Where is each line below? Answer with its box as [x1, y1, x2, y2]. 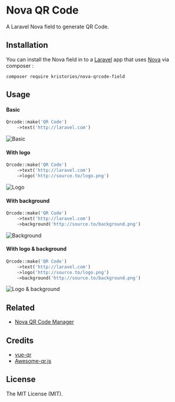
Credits [6, 335, 34, 345]
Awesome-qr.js [14, 358, 52, 365]
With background [6, 197, 50, 204]
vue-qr [14, 351, 32, 358]
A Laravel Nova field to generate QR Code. [6, 23, 109, 30]
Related [6, 302, 35, 313]
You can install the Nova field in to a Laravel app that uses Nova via [6, 55, 170, 63]
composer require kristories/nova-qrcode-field [6, 73, 126, 80]
